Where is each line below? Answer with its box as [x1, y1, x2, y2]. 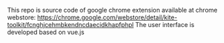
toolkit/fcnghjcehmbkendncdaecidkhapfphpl [7, 21, 134, 28]
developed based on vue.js [7, 28, 85, 36]
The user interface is [135, 21, 195, 28]
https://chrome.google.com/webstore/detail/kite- [37, 13, 178, 21]
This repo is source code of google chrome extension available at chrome [7, 6, 218, 14]
